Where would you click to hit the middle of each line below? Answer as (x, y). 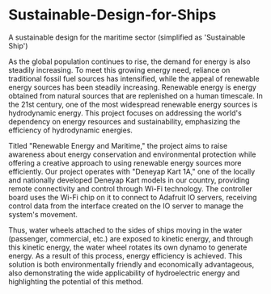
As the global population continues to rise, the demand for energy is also (129, 61)
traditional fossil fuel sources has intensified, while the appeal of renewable (134, 78)
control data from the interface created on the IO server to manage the (126, 206)
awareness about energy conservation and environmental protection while (132, 154)
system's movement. (43, 214)
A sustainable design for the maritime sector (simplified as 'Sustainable (127, 37)
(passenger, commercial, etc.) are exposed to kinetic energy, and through (131, 238)
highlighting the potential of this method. (76, 281)
